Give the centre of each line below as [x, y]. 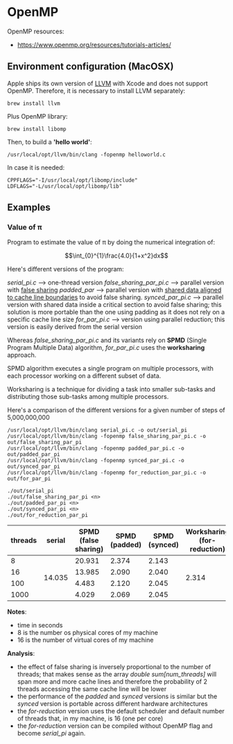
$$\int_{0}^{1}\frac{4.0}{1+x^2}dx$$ [116, 256]
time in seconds [40, 625]
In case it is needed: [36, 167]
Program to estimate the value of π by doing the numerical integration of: [111, 242]
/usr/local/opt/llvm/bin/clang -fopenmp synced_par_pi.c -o [96, 461]
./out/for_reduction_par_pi [48, 515]
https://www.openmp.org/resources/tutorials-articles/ [94, 44]
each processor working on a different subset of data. [84, 376]
